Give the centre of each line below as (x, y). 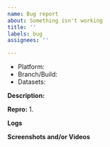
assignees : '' (28, 40)
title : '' (22, 27)
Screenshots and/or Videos (49, 137)
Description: (26, 96)
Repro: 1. (21, 109)
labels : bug (25, 34)
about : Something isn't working (55, 21)
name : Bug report (33, 14)
